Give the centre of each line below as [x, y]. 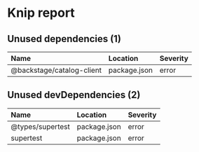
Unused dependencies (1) [64, 39]
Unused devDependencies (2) [74, 95]
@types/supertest [40, 126]
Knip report [41, 13]
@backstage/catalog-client [56, 70]
